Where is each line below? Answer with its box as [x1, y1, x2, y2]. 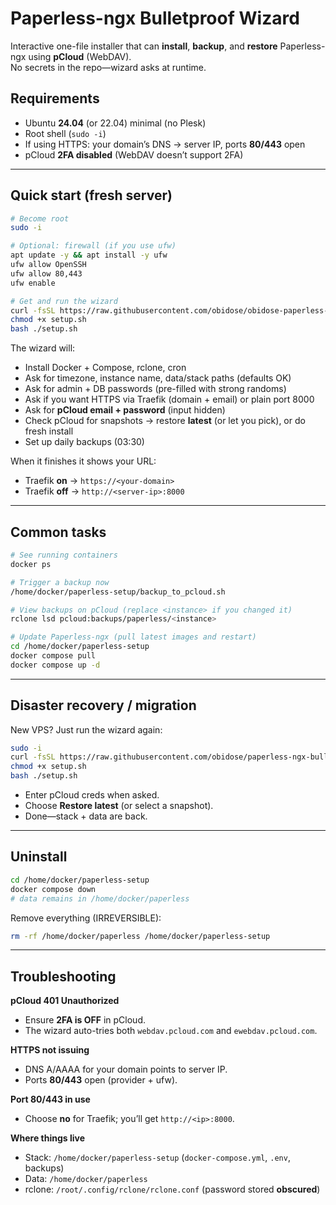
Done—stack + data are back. [24, 810, 148, 822]
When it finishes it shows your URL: [10, 455, 157, 467]
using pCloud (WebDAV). [28, 50, 132, 62]
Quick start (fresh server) [10, 187, 173, 204]
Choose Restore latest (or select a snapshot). [24, 800, 214, 812]
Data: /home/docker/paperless [24, 1173, 148, 1185]
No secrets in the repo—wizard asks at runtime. [10, 61, 207, 73]
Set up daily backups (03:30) [24, 436, 145, 448]
